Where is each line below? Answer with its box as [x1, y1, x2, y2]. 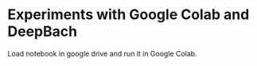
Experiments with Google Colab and [7, 6, 250, 24]
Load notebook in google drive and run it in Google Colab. [7, 49, 197, 58]
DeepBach [7, 22, 77, 41]
